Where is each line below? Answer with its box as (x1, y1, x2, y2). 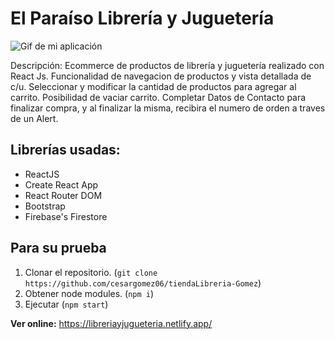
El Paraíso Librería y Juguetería (10, 7, 275, 30)
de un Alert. (10, 112, 59, 124)
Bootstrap (24, 200, 66, 212)
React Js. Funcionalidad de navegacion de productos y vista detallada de (10, 70, 312, 82)
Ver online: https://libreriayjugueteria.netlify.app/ (10, 317, 213, 329)
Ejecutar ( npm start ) (24, 298, 109, 310)
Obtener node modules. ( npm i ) (24, 287, 155, 299)
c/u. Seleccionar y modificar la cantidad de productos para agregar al (10, 80, 297, 92)
